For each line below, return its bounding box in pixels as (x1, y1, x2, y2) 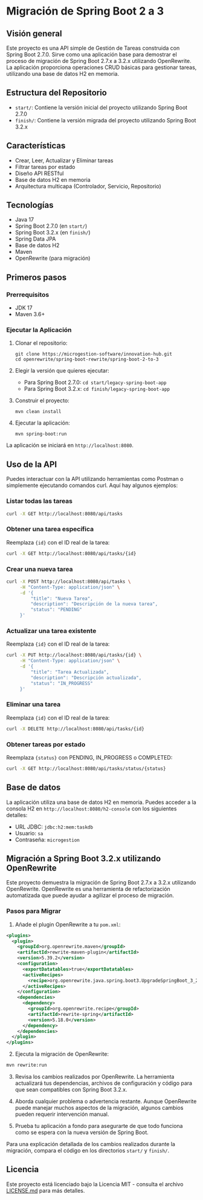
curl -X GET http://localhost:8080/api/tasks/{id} (6, 550, 137, 557)
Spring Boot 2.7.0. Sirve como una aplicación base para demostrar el (6, 51, 177, 58)
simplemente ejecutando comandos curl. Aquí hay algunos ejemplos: (6, 482, 178, 489)
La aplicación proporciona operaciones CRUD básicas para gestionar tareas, (6, 64, 197, 71)
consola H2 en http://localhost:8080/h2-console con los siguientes (6, 804, 177, 812)
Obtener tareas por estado (6, 740, 86, 749)
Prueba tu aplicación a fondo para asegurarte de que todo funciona (14, 1122, 183, 1130)
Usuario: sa (14, 829, 43, 837)
